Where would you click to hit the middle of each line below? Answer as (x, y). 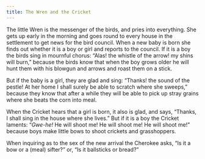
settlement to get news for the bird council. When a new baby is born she (99, 42)
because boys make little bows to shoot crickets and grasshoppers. (91, 131)
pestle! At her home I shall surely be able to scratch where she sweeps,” (97, 87)
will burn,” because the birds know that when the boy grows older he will (98, 62)
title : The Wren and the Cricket (49, 12)
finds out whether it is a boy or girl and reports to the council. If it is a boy (99, 49)
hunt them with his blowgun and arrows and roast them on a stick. (89, 68)
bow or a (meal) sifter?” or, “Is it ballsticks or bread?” (73, 149)
